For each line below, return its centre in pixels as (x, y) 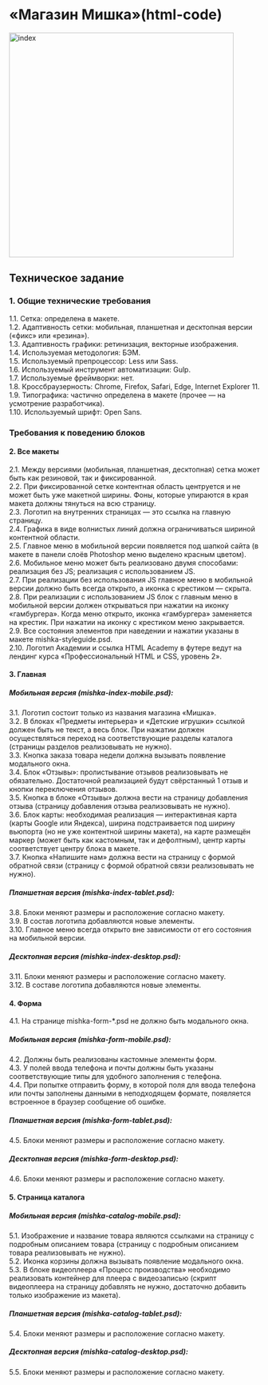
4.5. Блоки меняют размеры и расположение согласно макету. (117, 1140)
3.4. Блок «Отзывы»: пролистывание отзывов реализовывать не (118, 772)
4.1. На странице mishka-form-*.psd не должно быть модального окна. (129, 1021)
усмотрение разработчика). (57, 403)
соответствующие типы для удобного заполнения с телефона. (116, 1077)
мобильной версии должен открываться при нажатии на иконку (119, 605)
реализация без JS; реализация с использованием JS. (102, 571)
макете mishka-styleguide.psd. (61, 639)
